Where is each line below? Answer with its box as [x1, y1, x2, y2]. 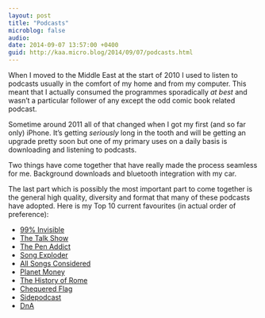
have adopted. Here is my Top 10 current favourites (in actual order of [8, 201, 236, 211]
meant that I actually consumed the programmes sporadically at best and [8, 87, 248, 96]
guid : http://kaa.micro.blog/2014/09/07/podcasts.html [8, 48, 194, 56]
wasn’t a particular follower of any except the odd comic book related [8, 96, 236, 105]
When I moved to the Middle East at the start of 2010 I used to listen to [8, 71, 238, 79]
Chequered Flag [19, 284, 73, 293]
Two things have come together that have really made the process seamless [8, 161, 258, 169]
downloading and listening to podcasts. [8, 145, 137, 154]
